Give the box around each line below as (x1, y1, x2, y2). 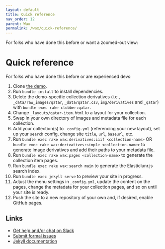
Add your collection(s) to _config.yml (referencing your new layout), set (12, 126, 161, 132)
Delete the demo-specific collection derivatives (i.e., (12, 94, 120, 100)
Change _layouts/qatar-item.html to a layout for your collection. (12, 110, 146, 116)
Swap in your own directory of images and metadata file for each (12, 115, 146, 121)
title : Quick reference (5, 12, 55, 17)
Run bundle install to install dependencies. (12, 88, 104, 95)
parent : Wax (5, 21, 30, 26)
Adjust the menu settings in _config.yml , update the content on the (12, 179, 151, 185)
